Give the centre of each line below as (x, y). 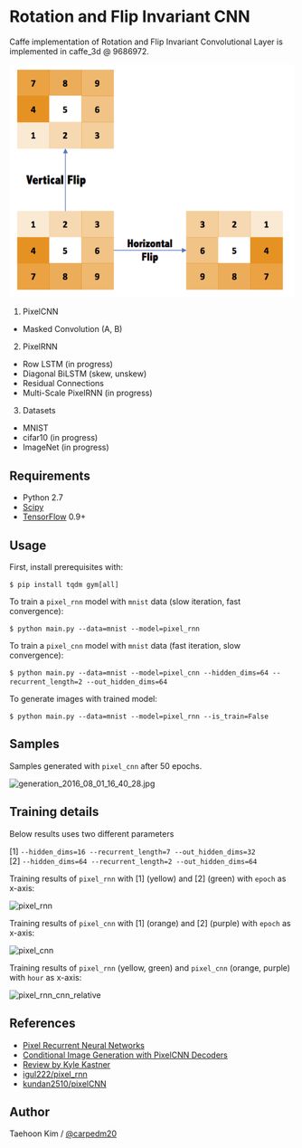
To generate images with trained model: (84, 699)
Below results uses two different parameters (92, 833)
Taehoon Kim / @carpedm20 (63, 1134)
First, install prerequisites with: (66, 567)
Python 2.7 (42, 498)
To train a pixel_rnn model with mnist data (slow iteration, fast (125, 602)
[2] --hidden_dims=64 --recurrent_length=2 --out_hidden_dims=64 (133, 860)
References (42, 1024)
